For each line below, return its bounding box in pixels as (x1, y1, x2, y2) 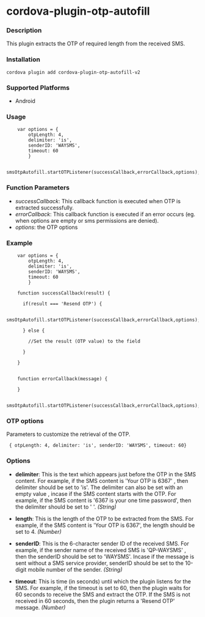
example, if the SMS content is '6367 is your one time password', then (15, 496, 192, 504)
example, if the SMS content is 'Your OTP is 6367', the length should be (15, 522, 195, 529)
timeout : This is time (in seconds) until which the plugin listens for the (15, 577, 191, 585)
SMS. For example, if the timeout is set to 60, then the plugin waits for (15, 584, 191, 591)
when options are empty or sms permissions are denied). (15, 217, 159, 224)
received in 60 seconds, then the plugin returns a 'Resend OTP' (15, 597, 175, 604)
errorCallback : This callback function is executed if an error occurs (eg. (15, 210, 196, 218)
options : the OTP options (15, 223, 78, 231)
